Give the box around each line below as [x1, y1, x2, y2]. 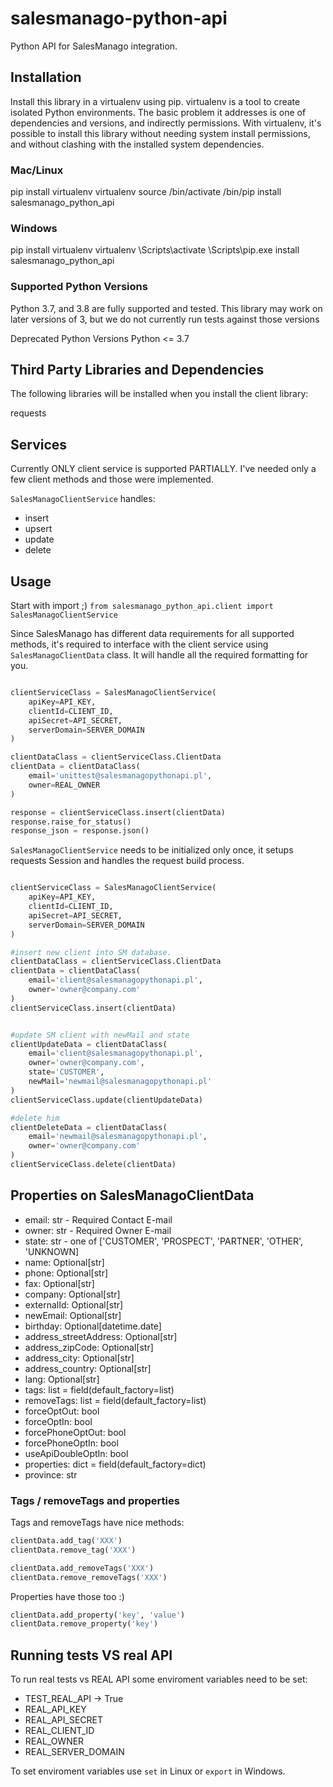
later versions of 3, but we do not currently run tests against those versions [10, 313, 320, 325]
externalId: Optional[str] [24, 1298, 124, 1311]
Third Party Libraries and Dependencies [10, 362, 265, 379]
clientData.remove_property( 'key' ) [10, 1619, 159, 1629]
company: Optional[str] [24, 1288, 121, 1300]
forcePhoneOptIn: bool [24, 1437, 119, 1449]
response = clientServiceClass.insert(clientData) [10, 807, 226, 817]
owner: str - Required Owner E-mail [24, 1224, 172, 1236]
